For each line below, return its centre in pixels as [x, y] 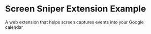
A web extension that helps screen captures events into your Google [75, 22]
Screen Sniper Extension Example [75, 9]
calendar [14, 27]
